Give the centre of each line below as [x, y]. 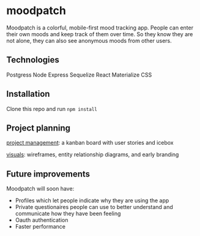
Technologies [33, 60]
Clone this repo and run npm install [52, 108]
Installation [28, 94]
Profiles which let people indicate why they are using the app [92, 200]
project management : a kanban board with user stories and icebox [90, 143]
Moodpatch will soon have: [40, 189]
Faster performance [40, 227]
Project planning [39, 128]
